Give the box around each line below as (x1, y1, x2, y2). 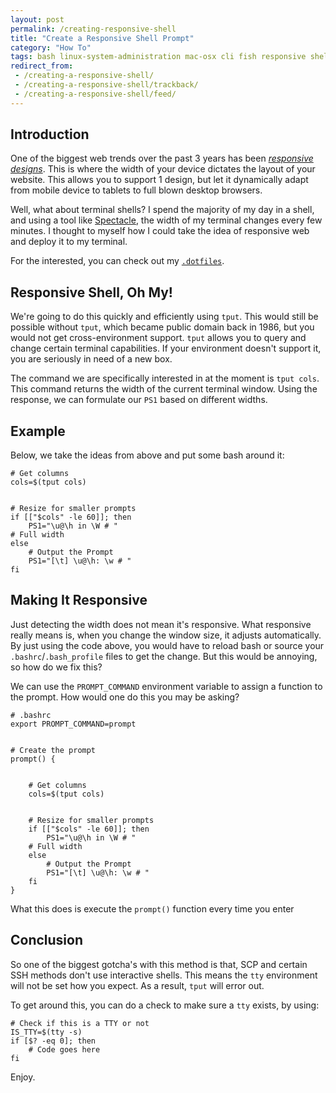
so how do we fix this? (10, 661, 103, 673)
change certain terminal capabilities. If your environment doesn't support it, (10, 342, 322, 355)
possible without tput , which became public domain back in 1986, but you (10, 321, 315, 333)
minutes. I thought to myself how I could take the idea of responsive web (10, 225, 310, 237)
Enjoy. (10, 1071, 36, 1083)
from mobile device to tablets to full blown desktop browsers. (10, 184, 263, 196)
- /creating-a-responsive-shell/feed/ (14, 89, 177, 99)
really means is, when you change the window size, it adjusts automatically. (10, 629, 322, 641)
